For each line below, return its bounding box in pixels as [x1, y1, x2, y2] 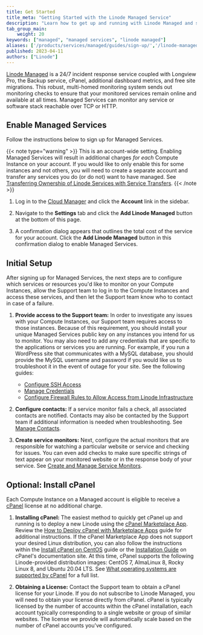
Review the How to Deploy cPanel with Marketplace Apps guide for [14, 527, 182, 534]
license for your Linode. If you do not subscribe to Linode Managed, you [14, 590, 195, 597]
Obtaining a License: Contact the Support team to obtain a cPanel [14, 584, 180, 591]
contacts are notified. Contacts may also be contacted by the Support [14, 412, 189, 419]
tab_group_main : [6, 25, 47, 32]
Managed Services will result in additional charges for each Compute [6, 154, 178, 161]
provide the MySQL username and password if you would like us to [14, 356, 182, 364]
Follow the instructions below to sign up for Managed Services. [6, 136, 164, 143]
